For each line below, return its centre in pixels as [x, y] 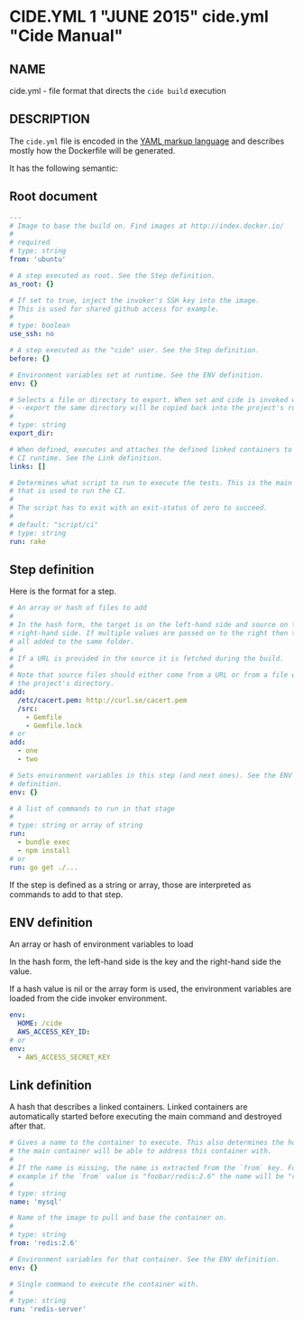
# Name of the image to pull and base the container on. [119, 1218]
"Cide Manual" [66, 36]
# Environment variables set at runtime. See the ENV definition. [137, 375]
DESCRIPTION [50, 119]
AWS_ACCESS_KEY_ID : [54, 1032]
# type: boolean [40, 326]
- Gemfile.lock [54, 726]
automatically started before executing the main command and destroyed [146, 1117]
